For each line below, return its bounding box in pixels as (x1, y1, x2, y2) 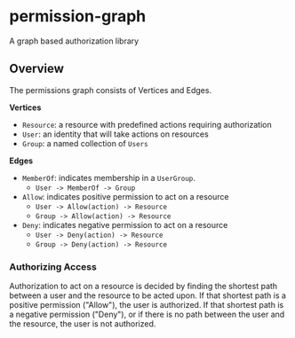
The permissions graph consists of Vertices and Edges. (9, 84, 211, 95)
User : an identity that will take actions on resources (21, 129, 209, 139)
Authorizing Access (9, 260, 98, 272)
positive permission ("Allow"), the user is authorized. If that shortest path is (9, 300, 284, 310)
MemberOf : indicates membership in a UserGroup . (21, 172, 195, 183)
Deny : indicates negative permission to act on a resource (21, 219, 228, 230)
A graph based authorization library (9, 35, 140, 46)
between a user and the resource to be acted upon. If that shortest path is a (9, 290, 287, 301)
